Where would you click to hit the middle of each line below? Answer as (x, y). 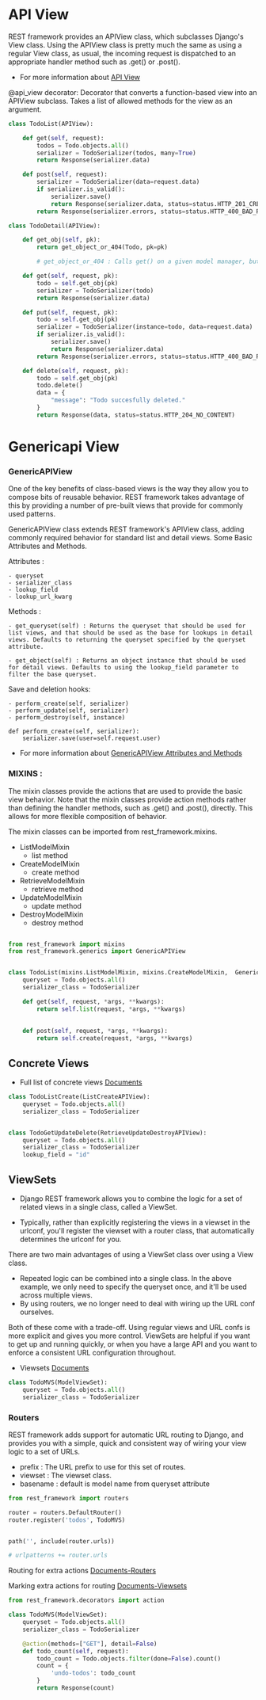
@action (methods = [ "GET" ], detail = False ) (90, 1644)
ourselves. (36, 1312)
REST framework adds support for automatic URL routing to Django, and (126, 1435)
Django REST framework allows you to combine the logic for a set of (131, 1199)
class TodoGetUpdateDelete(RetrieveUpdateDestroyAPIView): (108, 1133)
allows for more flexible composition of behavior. (88, 816)
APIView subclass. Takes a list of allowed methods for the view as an (121, 101)
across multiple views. (56, 1295)
